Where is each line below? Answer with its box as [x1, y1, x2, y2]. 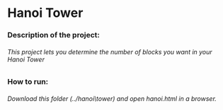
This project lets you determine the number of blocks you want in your [7, 47, 212, 56]
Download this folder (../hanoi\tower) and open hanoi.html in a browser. [7, 94, 217, 103]
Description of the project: [7, 30, 101, 40]
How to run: [7, 77, 49, 87]
